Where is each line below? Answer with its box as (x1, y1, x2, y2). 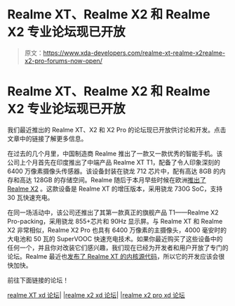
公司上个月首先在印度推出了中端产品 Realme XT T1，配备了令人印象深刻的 (7, 158, 221, 166)
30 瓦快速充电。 (7, 193, 54, 201)
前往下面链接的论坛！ (7, 276, 69, 284)
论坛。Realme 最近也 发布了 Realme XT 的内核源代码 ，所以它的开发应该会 (7, 252, 219, 260)
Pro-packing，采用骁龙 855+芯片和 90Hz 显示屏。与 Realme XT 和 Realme (7, 217, 223, 225)
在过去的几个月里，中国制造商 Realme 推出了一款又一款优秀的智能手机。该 (7, 149, 223, 158)
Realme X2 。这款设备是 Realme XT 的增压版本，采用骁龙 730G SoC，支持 (7, 184, 223, 193)
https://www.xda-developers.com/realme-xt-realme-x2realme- (43, 49, 226, 57)
